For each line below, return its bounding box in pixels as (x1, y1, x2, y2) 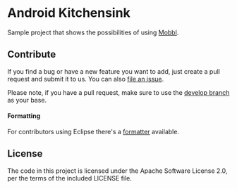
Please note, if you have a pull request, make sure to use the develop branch (7, 88, 230, 96)
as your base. (7, 96, 47, 104)
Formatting (7, 112, 41, 120)
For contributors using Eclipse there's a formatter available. (7, 127, 180, 136)
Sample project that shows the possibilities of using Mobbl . (7, 28, 179, 37)
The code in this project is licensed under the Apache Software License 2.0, (7, 167, 228, 175)
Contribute (7, 48, 56, 60)
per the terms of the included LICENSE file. (7, 174, 132, 182)
